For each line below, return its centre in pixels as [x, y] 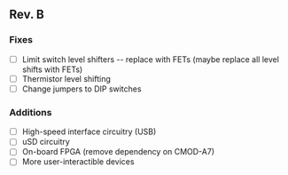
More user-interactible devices [78, 162]
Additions [31, 112]
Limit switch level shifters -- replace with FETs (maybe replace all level [150, 59]
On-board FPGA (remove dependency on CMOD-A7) [118, 152]
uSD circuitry [46, 142]
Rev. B [27, 15]
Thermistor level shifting [66, 78]
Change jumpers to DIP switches [82, 89]
